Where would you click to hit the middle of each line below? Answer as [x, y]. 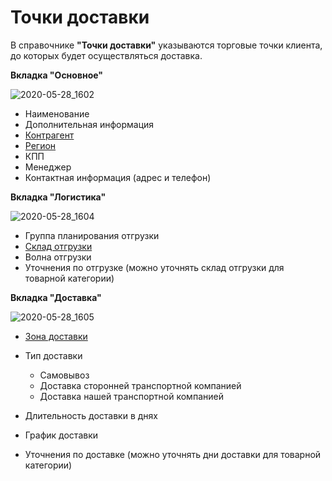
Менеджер [48, 167]
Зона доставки [56, 336]
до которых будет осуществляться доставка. [106, 55]
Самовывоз [64, 375]
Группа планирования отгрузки [92, 235]
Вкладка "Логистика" [58, 197]
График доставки [61, 435]
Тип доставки [53, 355]
